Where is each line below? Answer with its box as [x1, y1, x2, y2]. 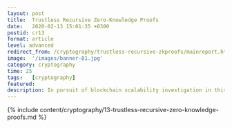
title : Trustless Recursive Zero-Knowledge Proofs [7, 17, 159, 23]
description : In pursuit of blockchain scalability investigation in [7, 87, 212, 94]
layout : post [7, 10, 45, 17]
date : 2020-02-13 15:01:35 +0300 [7, 23, 110, 30]
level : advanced [7, 42, 54, 49]
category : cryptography [7, 61, 76, 68]
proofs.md [7, 113, 37, 121]
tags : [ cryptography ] [7, 74, 76, 81]
